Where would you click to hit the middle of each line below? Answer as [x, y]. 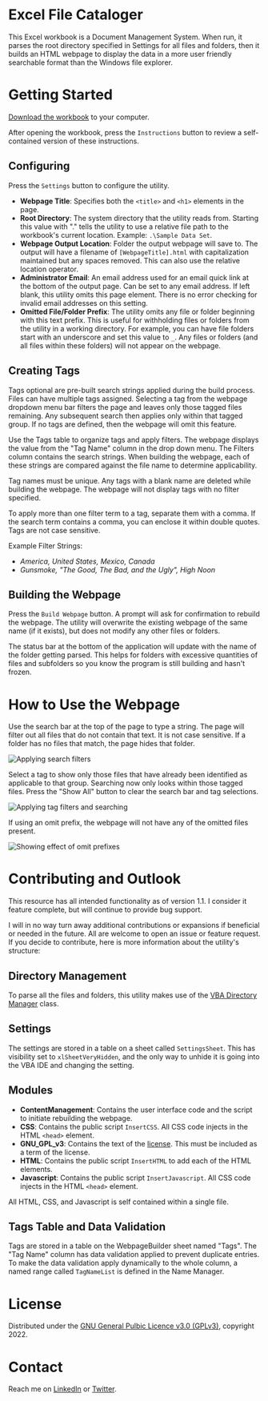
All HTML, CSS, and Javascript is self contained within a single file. [119, 1202]
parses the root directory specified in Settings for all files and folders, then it [134, 45]
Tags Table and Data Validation [87, 1227]
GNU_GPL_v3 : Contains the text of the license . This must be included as [138, 1143]
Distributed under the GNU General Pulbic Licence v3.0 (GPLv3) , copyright [131, 1326]
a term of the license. [55, 1152]
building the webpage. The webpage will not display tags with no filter [124, 489]
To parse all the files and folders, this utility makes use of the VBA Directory [133, 995]
